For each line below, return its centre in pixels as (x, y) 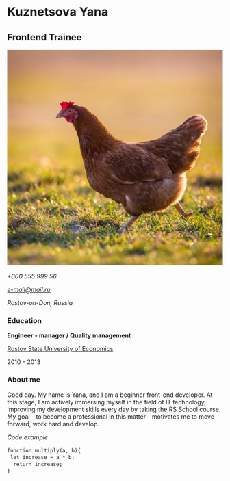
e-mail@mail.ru (29, 289)
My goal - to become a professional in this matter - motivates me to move (111, 416)
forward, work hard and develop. (53, 424)
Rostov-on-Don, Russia (40, 303)
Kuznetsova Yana (58, 12)
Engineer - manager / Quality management (69, 335)
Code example (28, 437)
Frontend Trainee (44, 37)
